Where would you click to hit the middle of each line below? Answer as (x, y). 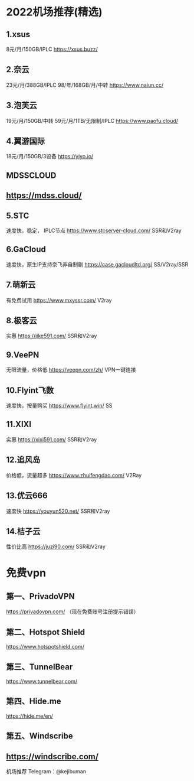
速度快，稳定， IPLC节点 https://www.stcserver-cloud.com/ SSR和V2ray (94, 230)
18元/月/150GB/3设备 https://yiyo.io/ (50, 157)
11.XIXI (19, 424)
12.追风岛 (23, 460)
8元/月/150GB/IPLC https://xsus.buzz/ (52, 49)
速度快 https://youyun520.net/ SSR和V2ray (58, 511)
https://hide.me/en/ (29, 716)
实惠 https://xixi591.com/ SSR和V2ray (52, 439)
